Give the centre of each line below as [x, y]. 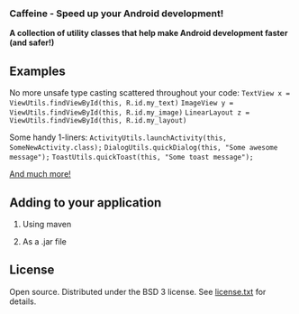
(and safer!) [32, 42]
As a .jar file [45, 241]
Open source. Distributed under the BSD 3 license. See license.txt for [138, 291]
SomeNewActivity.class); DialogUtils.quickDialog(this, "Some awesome [144, 148]
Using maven [47, 224]
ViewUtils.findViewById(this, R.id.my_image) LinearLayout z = [130, 113]
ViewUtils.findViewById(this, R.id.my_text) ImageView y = [122, 103]
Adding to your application [86, 203]
